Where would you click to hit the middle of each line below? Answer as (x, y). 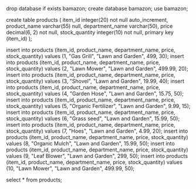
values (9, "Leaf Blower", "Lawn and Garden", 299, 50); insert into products (97, 156)
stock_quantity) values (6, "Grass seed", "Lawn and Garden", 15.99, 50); (93, 119)
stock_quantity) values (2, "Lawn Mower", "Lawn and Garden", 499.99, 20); (97, 69)
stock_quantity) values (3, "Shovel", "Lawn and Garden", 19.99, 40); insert (95, 81)
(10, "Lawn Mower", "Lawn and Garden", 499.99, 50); (70, 168)
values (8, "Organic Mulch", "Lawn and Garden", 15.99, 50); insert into (90, 144)
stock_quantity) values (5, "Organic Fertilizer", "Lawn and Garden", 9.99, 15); (98, 106)
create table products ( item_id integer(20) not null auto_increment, (87, 20)
